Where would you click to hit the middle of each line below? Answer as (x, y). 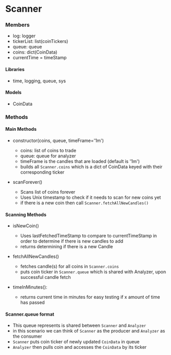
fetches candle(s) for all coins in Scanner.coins (69, 267)
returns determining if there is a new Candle (67, 247)
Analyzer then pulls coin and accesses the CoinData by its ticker (80, 347)
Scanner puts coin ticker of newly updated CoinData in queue (76, 342)
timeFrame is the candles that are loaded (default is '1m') (80, 161)
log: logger (24, 36)
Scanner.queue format (30, 314)
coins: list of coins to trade (48, 151)
